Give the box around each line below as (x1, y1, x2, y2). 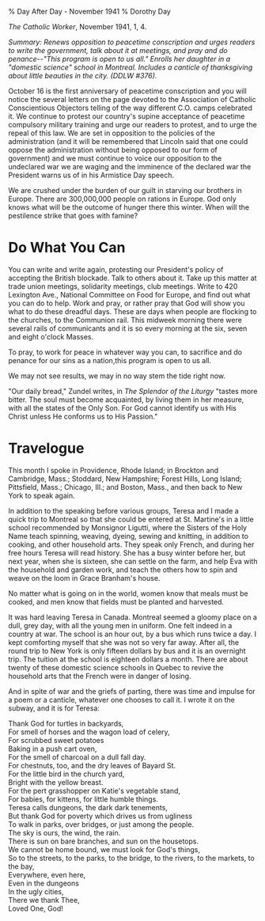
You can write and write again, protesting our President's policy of (8, 264, 224, 274)
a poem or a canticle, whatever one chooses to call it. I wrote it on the (8, 695, 235, 704)
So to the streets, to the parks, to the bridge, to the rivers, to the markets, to (8, 853, 255, 862)
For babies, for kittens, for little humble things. (8, 794, 158, 804)
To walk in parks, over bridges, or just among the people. (8, 819, 195, 829)
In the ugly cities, (8, 886, 64, 896)
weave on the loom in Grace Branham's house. (8, 573, 161, 582)
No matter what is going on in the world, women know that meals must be (8, 589, 248, 598)
